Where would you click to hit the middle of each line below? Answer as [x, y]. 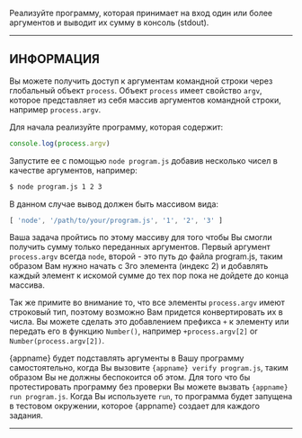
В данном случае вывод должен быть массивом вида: [114, 204]
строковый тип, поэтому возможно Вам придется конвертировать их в [146, 312]
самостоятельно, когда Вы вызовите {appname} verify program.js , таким [149, 368]
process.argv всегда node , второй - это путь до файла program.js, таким [146, 256]
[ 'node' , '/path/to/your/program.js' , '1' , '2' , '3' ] [116, 220]
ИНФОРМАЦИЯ [55, 59]
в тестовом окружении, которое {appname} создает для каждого [135, 406]
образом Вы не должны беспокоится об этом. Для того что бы [130, 378]
